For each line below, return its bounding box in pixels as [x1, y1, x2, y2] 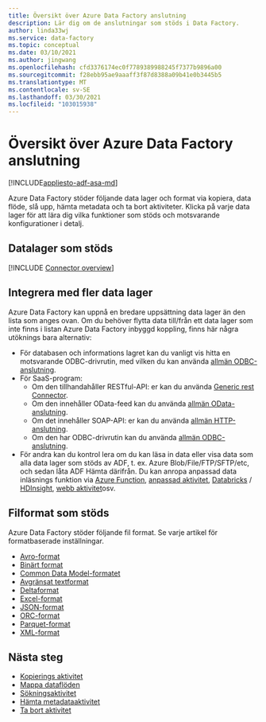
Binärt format [19, 560, 64, 569]
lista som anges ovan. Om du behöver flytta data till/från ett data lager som [8, 315, 253, 325]
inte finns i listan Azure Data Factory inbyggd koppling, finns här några [8, 324, 239, 334]
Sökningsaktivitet [19, 689, 77, 698]
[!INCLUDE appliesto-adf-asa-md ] [8, 178, 118, 188]
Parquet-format [19, 619, 71, 629]
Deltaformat [19, 585, 60, 595]
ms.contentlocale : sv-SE [8, 85, 91, 94]
